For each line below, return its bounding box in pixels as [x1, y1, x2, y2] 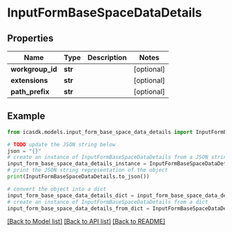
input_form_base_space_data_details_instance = [7, 160, 147, 167]
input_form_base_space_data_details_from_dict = [7, 205, 150, 212]
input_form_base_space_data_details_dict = [7, 192, 135, 199]
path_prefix [10, 87, 50, 96]
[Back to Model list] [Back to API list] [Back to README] [7, 217, 166, 226]
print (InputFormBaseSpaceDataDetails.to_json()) [7, 173, 150, 180]
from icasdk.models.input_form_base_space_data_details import [7, 128, 193, 135]
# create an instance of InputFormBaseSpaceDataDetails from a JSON [7, 154, 209, 161]
